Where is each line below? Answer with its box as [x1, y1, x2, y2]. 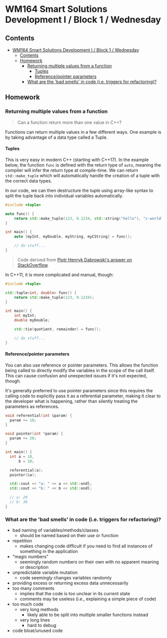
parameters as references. [5, 403, 60, 409]
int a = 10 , [9, 454, 35, 459]
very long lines [19, 617, 50, 623]
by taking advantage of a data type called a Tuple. [5, 134, 108, 140]
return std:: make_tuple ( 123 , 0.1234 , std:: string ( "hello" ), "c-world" [14, 216, 164, 221]
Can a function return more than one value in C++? [17, 119, 122, 125]
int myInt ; [14, 313, 37, 318]
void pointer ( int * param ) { [5, 431, 64, 436]
